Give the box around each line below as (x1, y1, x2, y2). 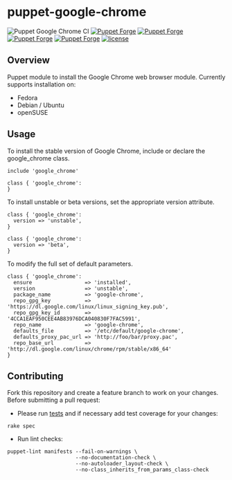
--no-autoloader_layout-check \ (75, 461, 169, 468)
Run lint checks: (17, 435, 64, 443)
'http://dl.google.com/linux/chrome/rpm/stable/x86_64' (7, 345, 172, 353)
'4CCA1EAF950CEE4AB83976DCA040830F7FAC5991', (7, 315, 141, 322)
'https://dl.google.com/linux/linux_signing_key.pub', (7, 303, 169, 310)
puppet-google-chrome (7, 4, 147, 20)
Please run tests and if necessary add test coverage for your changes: (17, 409, 218, 418)
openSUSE (17, 108, 48, 116)
